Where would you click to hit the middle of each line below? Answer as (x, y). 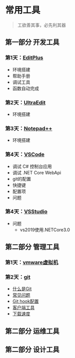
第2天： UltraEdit (25, 102)
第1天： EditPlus (24, 58)
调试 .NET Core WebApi (37, 172)
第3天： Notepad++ (29, 128)
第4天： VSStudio (26, 212)
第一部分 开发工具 (32, 42)
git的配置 (22, 179)
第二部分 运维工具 (32, 331)
